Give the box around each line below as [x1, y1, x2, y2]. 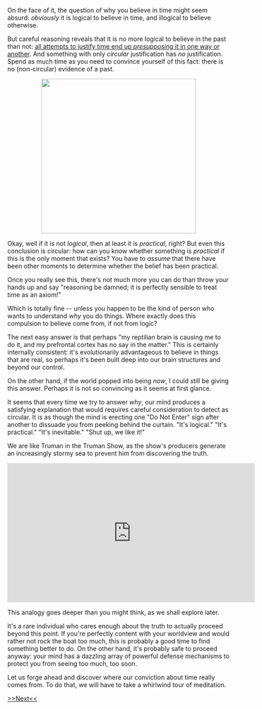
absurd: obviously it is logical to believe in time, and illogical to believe [7, 13, 211, 22]
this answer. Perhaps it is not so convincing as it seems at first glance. [7, 385, 212, 392]
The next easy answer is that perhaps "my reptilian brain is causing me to [7, 333, 221, 341]
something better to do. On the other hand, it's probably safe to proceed [7, 645, 218, 652]
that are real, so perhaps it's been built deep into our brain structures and [7, 356, 221, 363]
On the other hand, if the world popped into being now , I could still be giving [7, 377, 230, 385]
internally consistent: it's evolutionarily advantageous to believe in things [7, 348, 219, 356]
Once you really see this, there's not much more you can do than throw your [7, 276, 229, 283]
